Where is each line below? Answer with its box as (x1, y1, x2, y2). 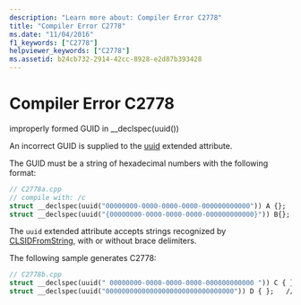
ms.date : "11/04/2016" (9, 30, 94, 39)
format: (9, 167, 37, 178)
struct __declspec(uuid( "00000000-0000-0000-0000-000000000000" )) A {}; (9, 201, 287, 211)
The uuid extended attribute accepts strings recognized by (9, 226, 227, 237)
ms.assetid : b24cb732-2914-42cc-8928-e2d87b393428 (9, 55, 202, 64)
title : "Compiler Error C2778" (9, 22, 126, 30)
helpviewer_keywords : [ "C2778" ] (9, 47, 130, 56)
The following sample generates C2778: (9, 253, 157, 264)
